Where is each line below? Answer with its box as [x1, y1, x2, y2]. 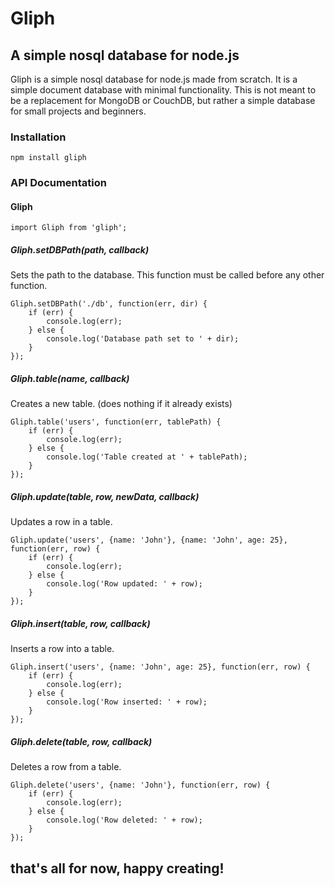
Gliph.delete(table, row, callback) [10, 735, 153, 747]
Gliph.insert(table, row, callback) [10, 617, 151, 629]
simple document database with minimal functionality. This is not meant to [10, 84, 317, 96]
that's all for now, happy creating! [10, 860, 225, 877]
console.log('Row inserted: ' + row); [46, 697, 208, 707]
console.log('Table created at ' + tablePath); [46, 452, 248, 462]
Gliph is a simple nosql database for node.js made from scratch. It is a [10, 73, 298, 85]
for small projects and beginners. [10, 105, 147, 117]
